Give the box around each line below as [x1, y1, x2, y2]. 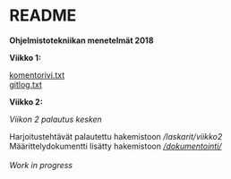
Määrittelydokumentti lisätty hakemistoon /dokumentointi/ [9, 141, 222, 151]
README [9, 5, 77, 26]
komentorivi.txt [9, 69, 65, 81]
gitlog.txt [9, 79, 43, 89]
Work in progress [9, 159, 73, 170]
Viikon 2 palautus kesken [9, 114, 103, 124]
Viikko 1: [9, 52, 42, 63]
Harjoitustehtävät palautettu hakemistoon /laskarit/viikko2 [9, 131, 223, 141]
